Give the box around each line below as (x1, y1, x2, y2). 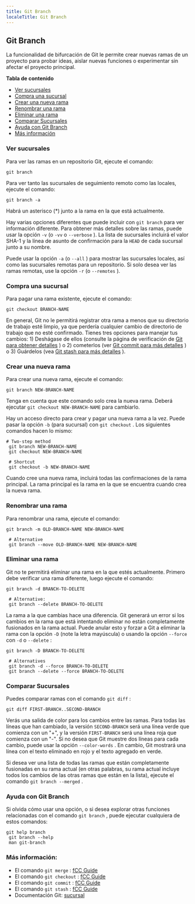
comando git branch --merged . (6, 778, 83, 785)
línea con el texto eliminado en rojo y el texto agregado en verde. (6, 748, 163, 755)
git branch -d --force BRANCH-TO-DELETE (8, 663, 109, 669)
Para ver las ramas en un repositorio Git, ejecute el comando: (6, 157, 153, 165)
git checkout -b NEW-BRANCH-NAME (8, 464, 91, 470)
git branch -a (6, 197, 41, 203)
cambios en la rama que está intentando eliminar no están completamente (6, 618, 185, 625)
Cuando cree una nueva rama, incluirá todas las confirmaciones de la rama (6, 475, 187, 482)
